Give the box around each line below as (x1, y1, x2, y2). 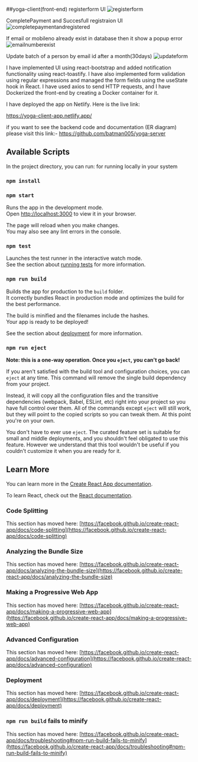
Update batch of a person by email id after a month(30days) (6, 53, 152, 59)
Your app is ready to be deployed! (6, 318, 89, 325)
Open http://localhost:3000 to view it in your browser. (6, 210, 137, 217)
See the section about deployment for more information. (6, 329, 143, 337)
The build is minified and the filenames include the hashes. (6, 311, 150, 319)
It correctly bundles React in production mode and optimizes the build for (6, 294, 184, 301)
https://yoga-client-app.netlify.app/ (6, 112, 92, 119)
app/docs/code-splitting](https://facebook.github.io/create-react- (6, 526, 167, 533)
